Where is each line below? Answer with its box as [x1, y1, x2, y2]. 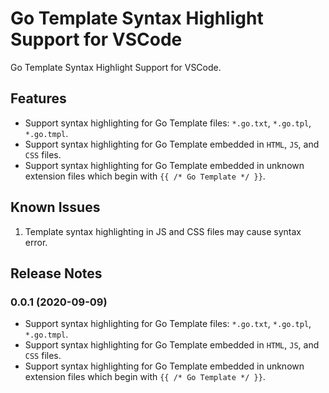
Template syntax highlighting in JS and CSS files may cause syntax [24, 225, 302, 237]
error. [24, 236, 48, 248]
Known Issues [10, 199, 101, 216]
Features [10, 90, 67, 107]
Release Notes [10, 265, 103, 282]
